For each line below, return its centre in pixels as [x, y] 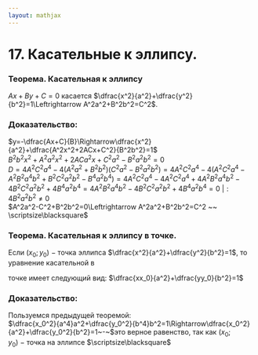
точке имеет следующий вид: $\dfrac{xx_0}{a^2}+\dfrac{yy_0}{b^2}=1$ [126, 278]
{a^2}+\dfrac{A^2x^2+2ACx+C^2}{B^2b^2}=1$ [83, 150]
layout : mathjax [35, 15]
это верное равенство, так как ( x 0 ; [173, 333]
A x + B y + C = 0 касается [50, 96]
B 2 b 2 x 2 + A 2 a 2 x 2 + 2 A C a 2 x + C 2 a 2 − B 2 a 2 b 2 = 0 [86, 159]
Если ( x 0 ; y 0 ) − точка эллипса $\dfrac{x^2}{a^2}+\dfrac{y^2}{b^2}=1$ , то [128, 253]
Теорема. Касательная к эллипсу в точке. [93, 235]
